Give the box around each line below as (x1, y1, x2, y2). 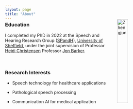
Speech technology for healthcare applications (12, 80, 106, 86)
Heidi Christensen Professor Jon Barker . (5, 48, 85, 54)
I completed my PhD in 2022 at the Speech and (5, 32, 100, 38)
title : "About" (5, 12, 36, 16)
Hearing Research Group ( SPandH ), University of (5, 37, 103, 43)
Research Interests (5, 69, 51, 76)
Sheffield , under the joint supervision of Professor (5, 42, 105, 48)
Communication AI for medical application (12, 99, 96, 105)
